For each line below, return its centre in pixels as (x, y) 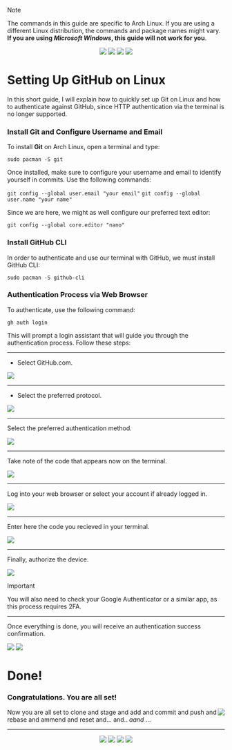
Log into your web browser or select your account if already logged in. (107, 494)
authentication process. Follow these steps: (69, 343)
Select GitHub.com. (45, 363)
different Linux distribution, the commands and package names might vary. (114, 31)
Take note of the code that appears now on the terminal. (87, 461)
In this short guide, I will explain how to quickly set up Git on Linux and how (114, 99)
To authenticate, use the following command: (71, 309)
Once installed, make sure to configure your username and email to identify (114, 173)
